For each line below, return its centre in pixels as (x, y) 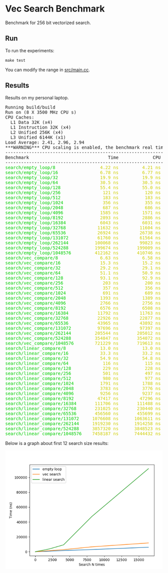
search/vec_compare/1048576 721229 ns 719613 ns (83, 343)
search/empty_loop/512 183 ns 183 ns (83, 197)
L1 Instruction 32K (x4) (41, 127)
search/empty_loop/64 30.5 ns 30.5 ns (83, 182)
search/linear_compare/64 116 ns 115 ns (83, 363)
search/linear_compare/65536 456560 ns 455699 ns (83, 413)
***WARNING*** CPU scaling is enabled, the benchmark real (79, 147)
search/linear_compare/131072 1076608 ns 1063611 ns (83, 418)
